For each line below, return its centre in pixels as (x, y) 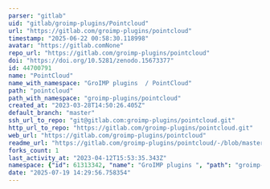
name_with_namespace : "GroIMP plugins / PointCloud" (100, 83)
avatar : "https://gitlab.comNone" (66, 46)
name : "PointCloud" (41, 76)
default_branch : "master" (51, 113)
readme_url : (28, 143)
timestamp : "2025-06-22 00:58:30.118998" (79, 38)
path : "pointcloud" (41, 90)
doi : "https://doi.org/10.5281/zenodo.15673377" (91, 61)
